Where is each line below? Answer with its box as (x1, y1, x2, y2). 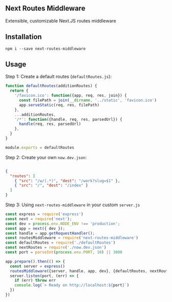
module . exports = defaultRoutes (5, 145, 74, 150)
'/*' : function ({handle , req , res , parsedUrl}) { (14, 117, 123, 122)
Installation (5, 33, 42, 41)
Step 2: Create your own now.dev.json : (5, 154, 87, 160)
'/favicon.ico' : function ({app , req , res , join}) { (14, 93, 127, 98)
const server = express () (10, 264, 66, 269)
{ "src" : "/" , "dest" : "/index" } (14, 183, 88, 188)
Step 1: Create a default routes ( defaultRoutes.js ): (5, 74, 112, 80)
